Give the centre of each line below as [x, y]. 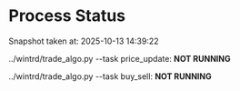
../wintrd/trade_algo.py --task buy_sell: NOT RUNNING [110, 76]
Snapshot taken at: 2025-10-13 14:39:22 [84, 41]
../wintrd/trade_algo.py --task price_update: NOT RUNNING [120, 58]
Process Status [67, 16]
